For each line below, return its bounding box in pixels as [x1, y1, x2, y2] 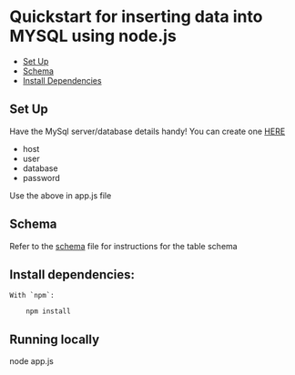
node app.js [9, 356, 55, 367]
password [22, 172, 61, 183]
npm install [25, 307, 71, 316]
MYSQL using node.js [9, 25, 178, 46]
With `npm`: [9, 291, 55, 300]
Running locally [9, 331, 100, 347]
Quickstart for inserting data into [9, 6, 263, 27]
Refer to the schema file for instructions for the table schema [9, 240, 239, 251]
